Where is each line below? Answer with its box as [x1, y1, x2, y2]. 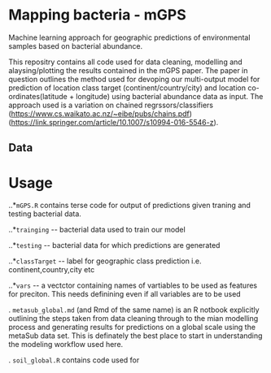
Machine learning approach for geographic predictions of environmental [8, 33, 251, 42]
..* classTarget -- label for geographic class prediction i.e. [8, 256, 202, 266]
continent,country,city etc [8, 265, 95, 275]
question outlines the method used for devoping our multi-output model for [8, 74, 260, 84]
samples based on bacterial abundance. [8, 41, 143, 50]
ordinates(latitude [8, 91, 68, 101]
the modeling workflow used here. [8, 340, 124, 349]
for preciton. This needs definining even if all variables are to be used [8, 289, 242, 299]
